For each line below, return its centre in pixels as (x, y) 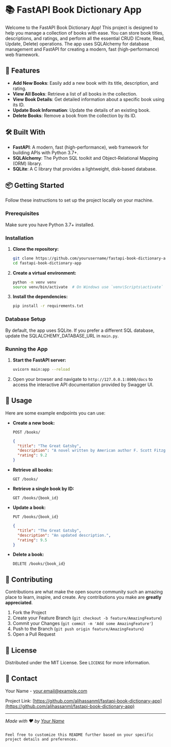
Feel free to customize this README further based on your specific (79, 735)
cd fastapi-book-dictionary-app (47, 263)
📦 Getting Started (35, 185)
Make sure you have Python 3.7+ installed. (50, 225)
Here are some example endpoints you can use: (55, 413)
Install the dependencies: (40, 297)
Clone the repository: (36, 249)
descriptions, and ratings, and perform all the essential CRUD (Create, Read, (85, 38)
